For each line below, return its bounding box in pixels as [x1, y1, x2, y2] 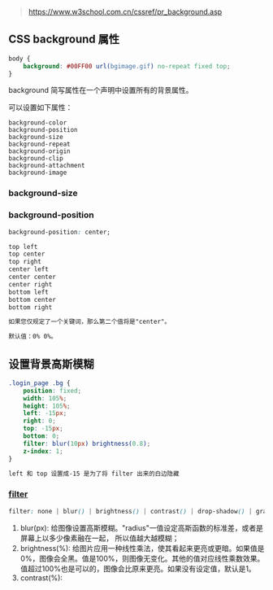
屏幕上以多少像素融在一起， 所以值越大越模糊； [19, 533, 180, 543]
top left [8, 243, 38, 251]
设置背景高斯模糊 [8, 357, 94, 371]
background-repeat [8, 140, 71, 149]
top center [8, 250, 45, 259]
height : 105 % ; [23, 402, 71, 410]
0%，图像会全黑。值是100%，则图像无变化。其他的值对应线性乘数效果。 [19, 553, 265, 563]
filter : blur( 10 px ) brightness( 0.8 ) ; [23, 439, 151, 448]
